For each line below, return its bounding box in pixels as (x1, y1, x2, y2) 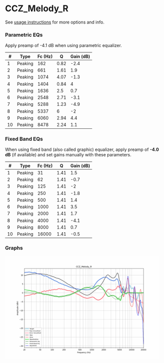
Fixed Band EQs (5, 135, 43, 142)
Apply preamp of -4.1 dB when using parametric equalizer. (5, 43, 122, 48)
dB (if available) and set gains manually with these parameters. (5, 152, 132, 158)
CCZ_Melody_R (5, 3, 69, 14)
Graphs (5, 244, 23, 251)
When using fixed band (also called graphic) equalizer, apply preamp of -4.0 (5, 146, 159, 152)
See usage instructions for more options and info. (5, 19, 105, 25)
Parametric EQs (5, 31, 43, 38)
